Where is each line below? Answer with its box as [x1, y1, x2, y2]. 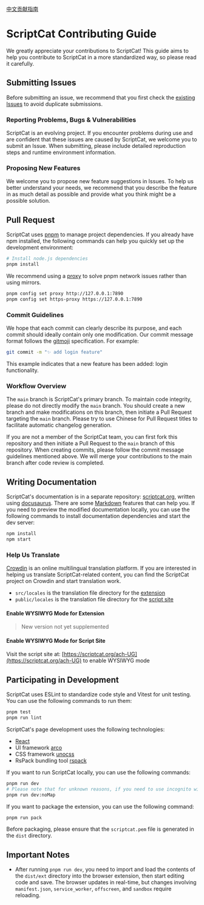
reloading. [15, 892, 41, 899]
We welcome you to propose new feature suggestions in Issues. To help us [6, 178, 194, 185]
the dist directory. [6, 832, 53, 839]
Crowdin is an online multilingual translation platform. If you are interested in [6, 564, 197, 571]
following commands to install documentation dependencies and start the [6, 512, 190, 519]
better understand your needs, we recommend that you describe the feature [6, 184, 197, 192]
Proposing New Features [6, 164, 81, 172]
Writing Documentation [6, 477, 97, 487]
